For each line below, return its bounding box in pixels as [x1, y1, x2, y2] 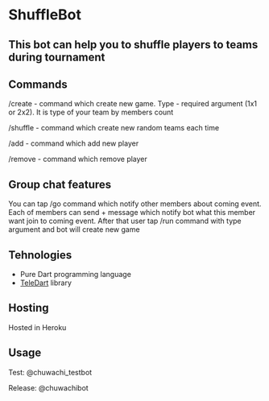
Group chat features [8, 177, 112, 191]
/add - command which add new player [8, 138, 139, 148]
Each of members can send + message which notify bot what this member [8, 208, 256, 217]
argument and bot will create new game [8, 225, 140, 234]
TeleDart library [19, 278, 72, 287]
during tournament [8, 50, 106, 64]
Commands [8, 77, 68, 91]
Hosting [8, 301, 50, 315]
